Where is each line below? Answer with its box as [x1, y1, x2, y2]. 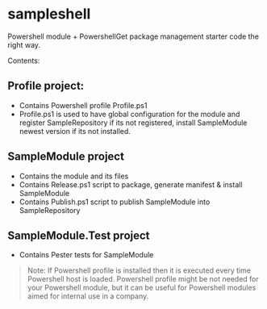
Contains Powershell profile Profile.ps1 [19, 100, 148, 110]
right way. [7, 40, 41, 49]
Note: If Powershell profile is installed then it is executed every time [27, 265, 252, 275]
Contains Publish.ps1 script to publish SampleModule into [19, 197, 211, 207]
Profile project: [7, 79, 85, 93]
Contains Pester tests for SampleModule [19, 250, 154, 260]
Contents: [7, 56, 40, 65]
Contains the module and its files [19, 171, 129, 181]
